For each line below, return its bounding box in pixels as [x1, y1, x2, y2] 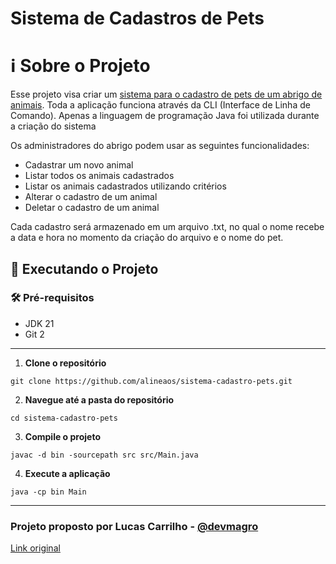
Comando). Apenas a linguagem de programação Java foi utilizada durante [10, 110, 320, 122]
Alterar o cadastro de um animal [24, 191, 158, 203]
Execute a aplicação [24, 467, 111, 479]
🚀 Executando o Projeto [10, 260, 159, 277]
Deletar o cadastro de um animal [24, 202, 160, 214]
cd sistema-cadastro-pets [10, 413, 118, 423]
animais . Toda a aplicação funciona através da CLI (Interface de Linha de [10, 99, 311, 111]
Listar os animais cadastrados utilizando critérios [24, 180, 227, 192]
